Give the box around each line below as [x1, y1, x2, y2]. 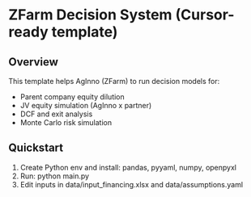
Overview [8, 55, 59, 69]
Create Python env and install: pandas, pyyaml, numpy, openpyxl [19, 162, 237, 172]
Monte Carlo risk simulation [19, 118, 112, 127]
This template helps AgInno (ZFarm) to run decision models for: [8, 77, 220, 86]
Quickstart [8, 141, 64, 155]
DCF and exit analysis [19, 109, 93, 119]
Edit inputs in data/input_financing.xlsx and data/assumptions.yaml [19, 179, 244, 189]
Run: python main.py [19, 171, 90, 181]
